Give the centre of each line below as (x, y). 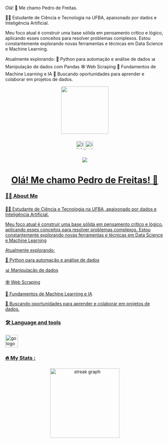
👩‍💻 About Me (21, 196)
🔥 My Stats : (20, 358)
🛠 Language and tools (33, 323)
